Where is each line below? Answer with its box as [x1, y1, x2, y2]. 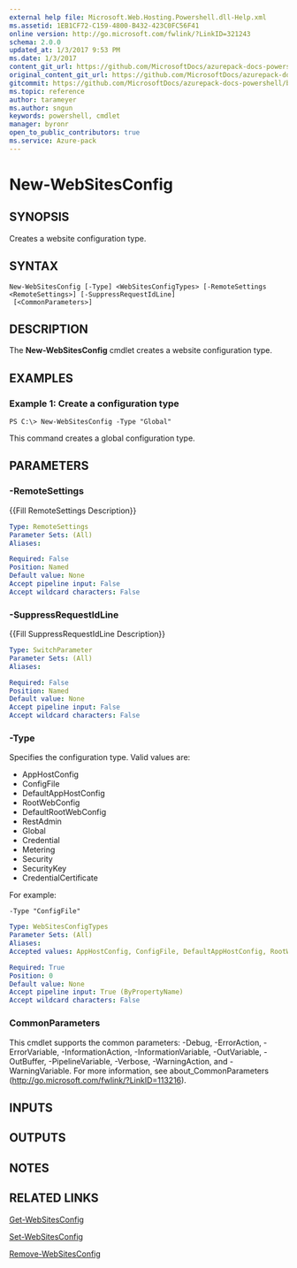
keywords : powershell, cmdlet [9, 111, 121, 120]
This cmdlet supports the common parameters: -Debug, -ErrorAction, [9, 1037, 263, 1048]
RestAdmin [21, 816, 62, 827]
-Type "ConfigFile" [9, 907, 81, 916]
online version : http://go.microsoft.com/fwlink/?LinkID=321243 [9, 29, 251, 38]
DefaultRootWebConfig [21, 807, 107, 818]
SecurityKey [21, 864, 67, 874]
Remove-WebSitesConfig [9, 1249, 102, 1259]
